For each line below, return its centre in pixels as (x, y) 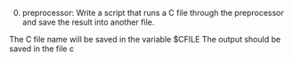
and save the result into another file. (88, 22)
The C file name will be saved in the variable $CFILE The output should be (145, 39)
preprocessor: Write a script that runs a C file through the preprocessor (153, 13)
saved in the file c (41, 49)
